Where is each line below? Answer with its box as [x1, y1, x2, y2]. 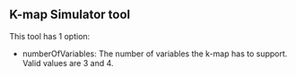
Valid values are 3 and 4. [22, 57, 114, 68]
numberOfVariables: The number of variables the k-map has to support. [22, 48, 288, 59]
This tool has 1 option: [9, 30, 91, 41]
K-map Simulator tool [9, 7, 131, 22]
